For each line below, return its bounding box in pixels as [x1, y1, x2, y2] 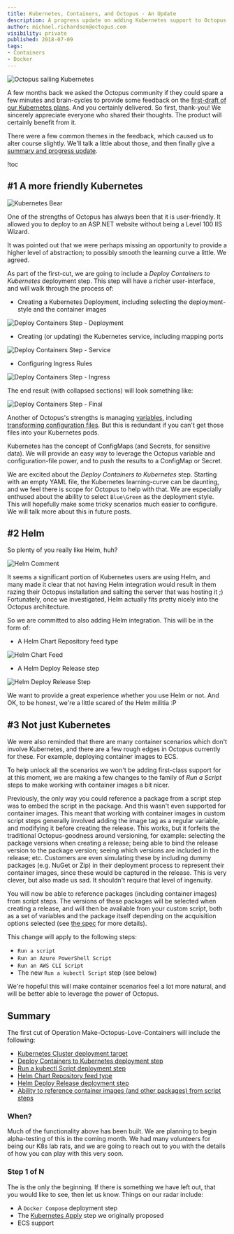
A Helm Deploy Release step [17, 665, 100, 673]
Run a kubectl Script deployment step [17, 1064, 126, 1073]
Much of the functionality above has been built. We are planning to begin [7, 1127, 217, 1135]
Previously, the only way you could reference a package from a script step [7, 794, 221, 803]
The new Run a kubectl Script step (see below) [17, 968, 157, 977]
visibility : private [7, 29, 68, 37]
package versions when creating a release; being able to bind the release [7, 839, 219, 848]
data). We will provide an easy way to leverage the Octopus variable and [7, 449, 216, 458]
